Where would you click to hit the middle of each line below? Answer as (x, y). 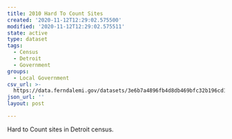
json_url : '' (26, 98)
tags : (15, 46)
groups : (18, 71)
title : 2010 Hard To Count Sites (55, 13)
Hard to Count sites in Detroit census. (60, 129)
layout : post (26, 104)
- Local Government (41, 78)
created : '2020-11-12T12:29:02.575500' (65, 20)
